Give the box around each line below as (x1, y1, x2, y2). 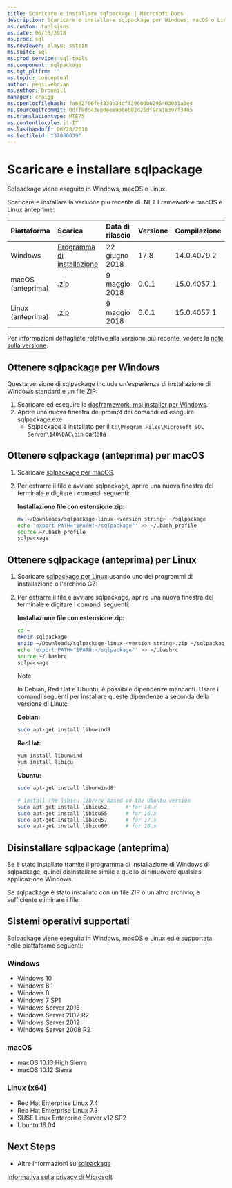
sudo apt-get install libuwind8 (17, 727, 110, 734)
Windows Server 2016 (17, 1004, 81, 1012)
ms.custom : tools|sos (7, 23, 70, 30)
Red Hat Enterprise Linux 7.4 (17, 1099, 99, 1107)
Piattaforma (10, 226, 50, 236)
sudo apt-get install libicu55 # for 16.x (17, 809, 157, 817)
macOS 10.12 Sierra (17, 1066, 72, 1074)
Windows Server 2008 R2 (17, 1026, 91, 1034)
